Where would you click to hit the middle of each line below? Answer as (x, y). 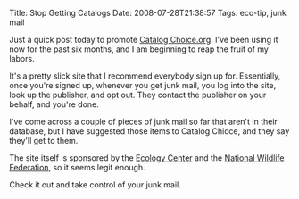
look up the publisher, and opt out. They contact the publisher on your (138, 95)
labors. (22, 58)
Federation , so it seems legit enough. (77, 167)
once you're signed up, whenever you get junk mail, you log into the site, (143, 85)
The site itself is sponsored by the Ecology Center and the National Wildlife (147, 158)
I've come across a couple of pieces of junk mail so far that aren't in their (144, 121)
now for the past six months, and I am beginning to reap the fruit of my (139, 49)
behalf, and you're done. (54, 104)
